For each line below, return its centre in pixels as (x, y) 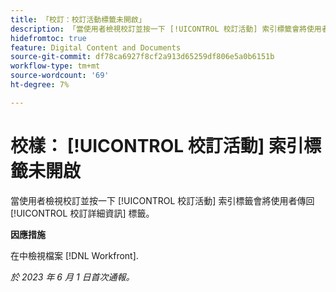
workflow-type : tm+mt (55, 66)
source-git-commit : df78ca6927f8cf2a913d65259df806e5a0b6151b (142, 57)
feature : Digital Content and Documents (96, 47)
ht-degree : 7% (40, 85)
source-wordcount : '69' (60, 76)
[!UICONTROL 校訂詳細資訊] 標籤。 (82, 213)
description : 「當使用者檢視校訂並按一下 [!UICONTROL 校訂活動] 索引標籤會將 (158, 29)
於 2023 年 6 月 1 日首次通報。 (72, 277)
